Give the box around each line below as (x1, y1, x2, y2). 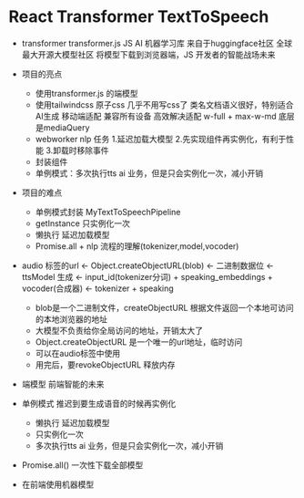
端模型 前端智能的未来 (21, 379, 105, 389)
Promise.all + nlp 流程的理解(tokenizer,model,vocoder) (35, 240, 239, 252)
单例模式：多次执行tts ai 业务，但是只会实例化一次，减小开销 (35, 167, 264, 179)
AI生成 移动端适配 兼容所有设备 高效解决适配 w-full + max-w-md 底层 (35, 110, 295, 121)
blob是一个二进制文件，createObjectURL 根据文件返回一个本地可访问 (35, 302, 295, 313)
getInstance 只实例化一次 (35, 217, 131, 229)
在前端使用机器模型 (21, 479, 95, 490)
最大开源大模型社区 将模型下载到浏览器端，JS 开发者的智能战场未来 (21, 48, 276, 60)
